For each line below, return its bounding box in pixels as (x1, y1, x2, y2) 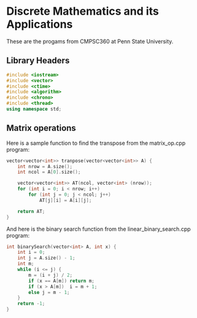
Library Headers (6, 55, 70, 66)
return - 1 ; (17, 301, 45, 307)
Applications (6, 17, 73, 31)
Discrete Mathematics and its (6, 4, 160, 18)
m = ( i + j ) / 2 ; (28, 272, 72, 278)
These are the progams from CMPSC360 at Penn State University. (6, 37, 174, 45)
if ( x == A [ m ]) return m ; (28, 277, 95, 284)
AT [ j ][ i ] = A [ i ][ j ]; (39, 197, 92, 203)
